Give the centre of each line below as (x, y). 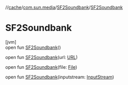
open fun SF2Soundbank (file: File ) (41, 67)
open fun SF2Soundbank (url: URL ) (42, 57)
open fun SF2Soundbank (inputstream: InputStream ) (60, 77)
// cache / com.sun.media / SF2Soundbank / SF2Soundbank (64, 7)
